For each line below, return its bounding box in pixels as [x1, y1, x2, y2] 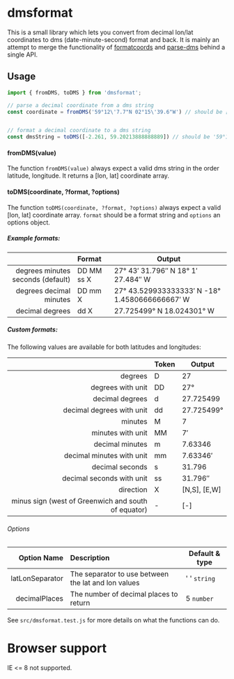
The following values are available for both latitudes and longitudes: [7, 343, 201, 351]
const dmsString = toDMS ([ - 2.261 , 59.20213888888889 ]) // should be [7, 134, 210, 141]
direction [118, 485, 148, 494]
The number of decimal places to [70, 589, 178, 599]
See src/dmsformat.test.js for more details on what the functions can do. [7, 615, 220, 624]
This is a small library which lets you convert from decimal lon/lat [7, 28, 194, 36]
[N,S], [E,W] [182, 485, 221, 494]
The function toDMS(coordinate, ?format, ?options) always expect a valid [7, 203, 221, 211]
